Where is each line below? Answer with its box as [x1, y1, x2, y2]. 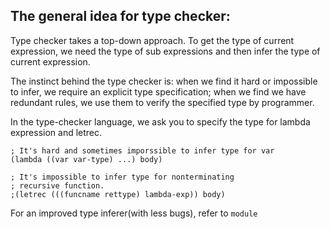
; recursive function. [10, 180, 105, 191]
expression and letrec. [10, 126, 103, 138]
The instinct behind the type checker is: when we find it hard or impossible [10, 75, 318, 87]
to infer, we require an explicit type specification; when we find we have [10, 85, 307, 98]
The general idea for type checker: [10, 8, 231, 25]
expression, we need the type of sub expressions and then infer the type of [10, 45, 321, 57]
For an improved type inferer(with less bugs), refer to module [10, 207, 258, 219]
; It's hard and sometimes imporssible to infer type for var [10, 145, 275, 156]
